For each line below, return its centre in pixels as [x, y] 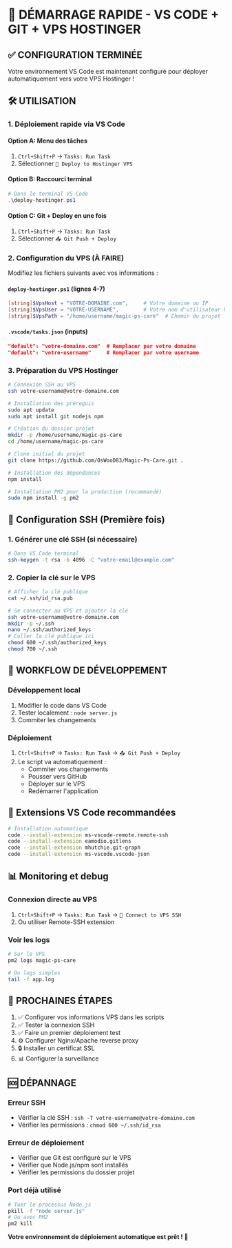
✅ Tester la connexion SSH [56, 1025]
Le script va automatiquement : [62, 761]
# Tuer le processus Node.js [50, 1205]
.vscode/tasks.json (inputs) [48, 331]
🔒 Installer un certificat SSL [56, 1048]
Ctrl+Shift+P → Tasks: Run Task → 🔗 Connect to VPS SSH [99, 914]
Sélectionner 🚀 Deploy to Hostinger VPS [75, 163]
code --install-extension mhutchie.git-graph [74, 848]
